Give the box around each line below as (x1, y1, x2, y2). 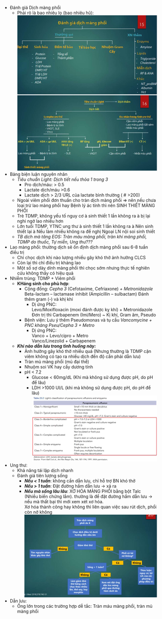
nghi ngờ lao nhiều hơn (17, 218, 64, 224)
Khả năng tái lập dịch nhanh (17, 468, 73, 473)
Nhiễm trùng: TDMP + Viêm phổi (9, 275, 76, 281)
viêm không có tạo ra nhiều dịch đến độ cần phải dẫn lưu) (24, 353, 141, 360)
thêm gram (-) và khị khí (24, 297, 73, 302)
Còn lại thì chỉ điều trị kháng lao (17, 260, 81, 266)
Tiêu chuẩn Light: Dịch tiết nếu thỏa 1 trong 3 (17, 176, 109, 182)
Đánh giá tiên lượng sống (17, 473, 68, 479)
